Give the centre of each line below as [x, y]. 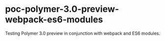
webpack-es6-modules [54, 20]
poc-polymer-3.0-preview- [62, 9]
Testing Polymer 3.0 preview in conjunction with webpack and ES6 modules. [83, 33]
